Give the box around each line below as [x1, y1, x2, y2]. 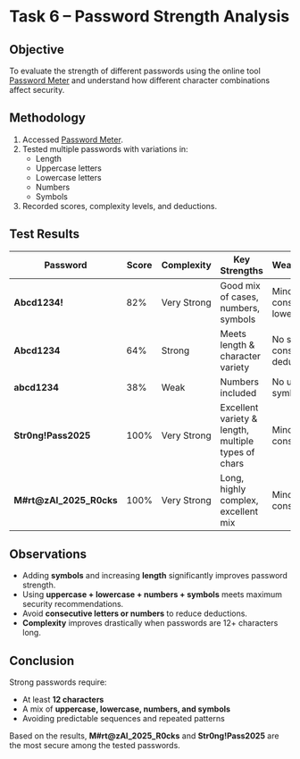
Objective [9, 42, 65, 57]
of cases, [220, 291, 259, 303]
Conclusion [9, 653, 75, 668]
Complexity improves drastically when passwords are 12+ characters [21, 618, 279, 628]
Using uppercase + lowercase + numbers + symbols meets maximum [21, 589, 283, 600]
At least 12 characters [21, 695, 104, 705]
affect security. [9, 85, 65, 95]
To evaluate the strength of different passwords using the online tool [9, 65, 261, 76]
